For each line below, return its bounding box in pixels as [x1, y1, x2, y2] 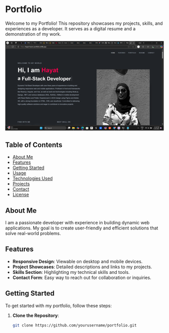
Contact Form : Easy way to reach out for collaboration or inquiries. [12, 274, 152, 280]
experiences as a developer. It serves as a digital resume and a [5, 25, 136, 31]
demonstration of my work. [5, 31, 61, 37]
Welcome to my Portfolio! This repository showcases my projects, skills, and [5, 20, 163, 26]
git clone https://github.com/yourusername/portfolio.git [12, 322, 137, 328]
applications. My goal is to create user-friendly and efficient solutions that [5, 225, 158, 231]
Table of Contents [5, 140, 63, 149]
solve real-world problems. [5, 230, 61, 236]
